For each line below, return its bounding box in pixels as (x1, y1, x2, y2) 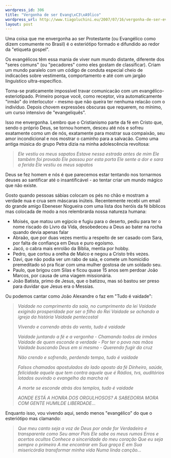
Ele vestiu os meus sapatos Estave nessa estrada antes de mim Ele (17, 151, 159, 157)
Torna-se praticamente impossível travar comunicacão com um (5, 88, 138, 94)
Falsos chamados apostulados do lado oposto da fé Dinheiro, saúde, (17, 364, 163, 370)
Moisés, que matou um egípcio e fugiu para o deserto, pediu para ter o (12, 219, 161, 225)
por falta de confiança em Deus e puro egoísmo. (12, 240, 115, 246)
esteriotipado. (5, 93, 35, 99)
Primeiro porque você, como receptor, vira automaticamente (35, 93, 162, 99)
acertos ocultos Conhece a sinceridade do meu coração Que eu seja (17, 436, 163, 442)
